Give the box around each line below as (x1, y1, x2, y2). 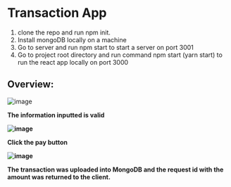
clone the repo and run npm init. (17, 28, 111, 37)
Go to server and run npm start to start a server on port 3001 (17, 43, 194, 51)
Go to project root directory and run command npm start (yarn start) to (17, 51, 223, 59)
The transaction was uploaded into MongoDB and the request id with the (7, 165, 224, 174)
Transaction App (7, 5, 107, 21)
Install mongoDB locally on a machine (17, 35, 127, 44)
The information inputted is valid (7, 110, 105, 119)
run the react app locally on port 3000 (17, 58, 129, 66)
